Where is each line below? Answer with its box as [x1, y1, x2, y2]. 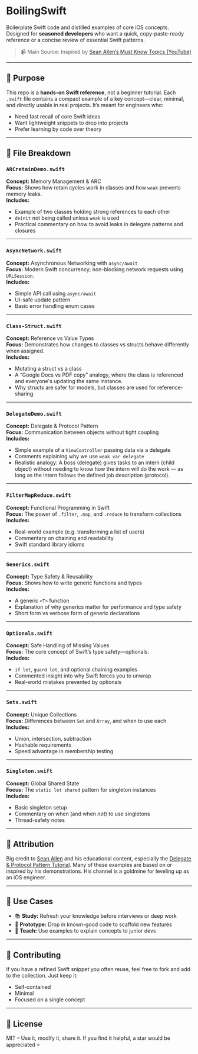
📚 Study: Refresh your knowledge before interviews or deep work [14, 912, 177, 920]
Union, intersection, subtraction [14, 735, 91, 742]
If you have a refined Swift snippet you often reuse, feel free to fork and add [6, 966, 190, 973]
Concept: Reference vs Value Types [6, 335, 94, 342]
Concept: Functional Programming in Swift [6, 504, 110, 511]
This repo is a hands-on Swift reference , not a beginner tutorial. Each [6, 89, 176, 96]
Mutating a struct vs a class [14, 365, 82, 372]
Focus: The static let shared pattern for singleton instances [6, 786, 156, 793]
